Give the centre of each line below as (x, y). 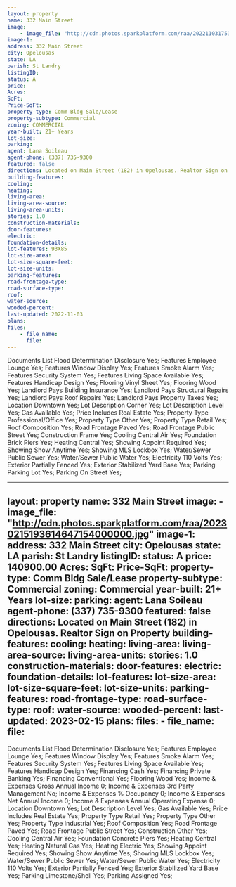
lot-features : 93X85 (38, 249)
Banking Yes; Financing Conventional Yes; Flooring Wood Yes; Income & (112, 779)
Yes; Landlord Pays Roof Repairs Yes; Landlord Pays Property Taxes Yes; (113, 398)
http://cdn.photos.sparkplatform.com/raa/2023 (120, 523)
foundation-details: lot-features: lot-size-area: (112, 676)
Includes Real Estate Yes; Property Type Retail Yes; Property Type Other (112, 816)
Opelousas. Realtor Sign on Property (89, 633)
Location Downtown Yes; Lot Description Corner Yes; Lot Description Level (116, 406)
